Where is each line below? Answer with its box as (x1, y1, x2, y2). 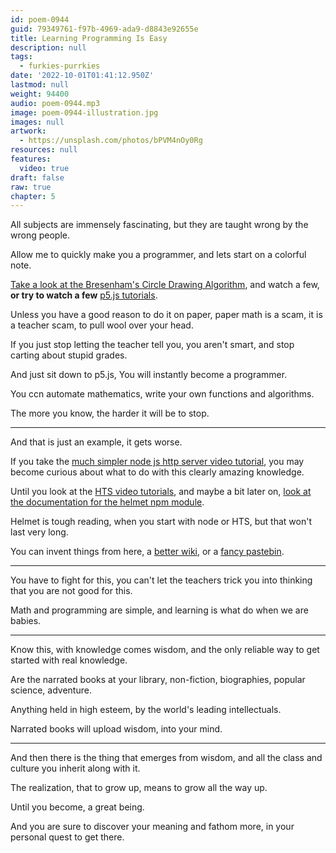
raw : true (10, 182, 52, 192)
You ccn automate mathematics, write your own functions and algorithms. (10, 388, 315, 400)
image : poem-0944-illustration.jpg (10, 107, 159, 118)
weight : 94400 (10, 89, 70, 99)
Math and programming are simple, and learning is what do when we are (10, 604, 309, 616)
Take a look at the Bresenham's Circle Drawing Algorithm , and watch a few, (10, 279, 320, 291)
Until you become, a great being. (10, 801, 145, 813)
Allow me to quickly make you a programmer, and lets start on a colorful (10, 249, 307, 261)
